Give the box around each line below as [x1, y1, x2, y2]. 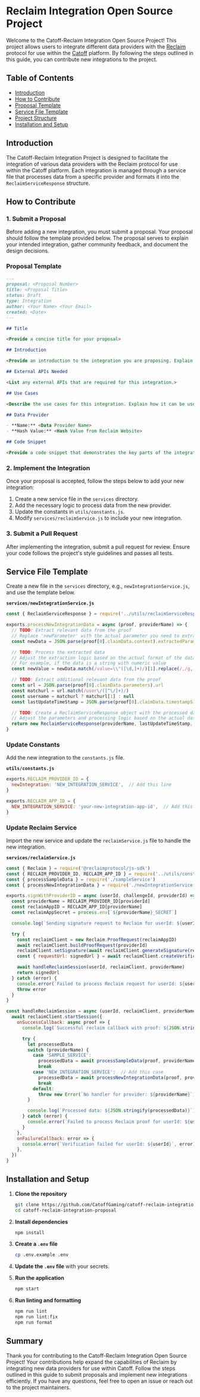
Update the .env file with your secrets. [14, 1263, 110, 1270]
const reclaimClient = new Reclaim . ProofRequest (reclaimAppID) [17, 937, 177, 942]
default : [32, 1085, 55, 1092]
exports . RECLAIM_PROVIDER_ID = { [6, 776, 89, 782]
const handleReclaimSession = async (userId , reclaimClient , [6, 1008, 161, 1014]
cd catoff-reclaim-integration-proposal [14, 1207, 117, 1213]
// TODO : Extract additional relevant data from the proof [11, 677, 161, 683]
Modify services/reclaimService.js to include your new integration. [14, 514, 183, 521]
